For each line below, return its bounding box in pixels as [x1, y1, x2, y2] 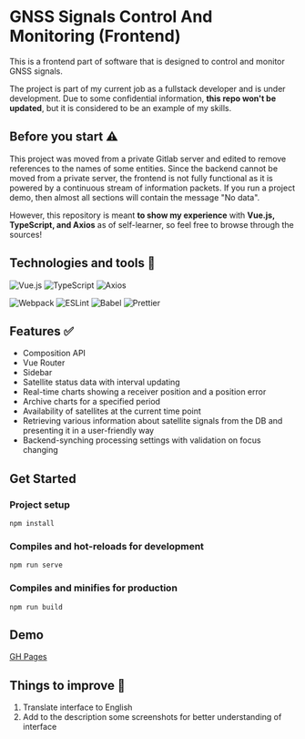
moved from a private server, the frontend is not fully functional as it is [9, 172, 273, 183]
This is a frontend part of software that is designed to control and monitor [9, 56, 285, 67]
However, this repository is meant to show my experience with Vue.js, [9, 210, 275, 221]
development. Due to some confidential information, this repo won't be [9, 93, 277, 104]
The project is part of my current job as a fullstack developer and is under [9, 83, 286, 94]
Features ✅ [9, 323, 75, 339]
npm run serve [9, 560, 64, 570]
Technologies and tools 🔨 [9, 255, 156, 271]
